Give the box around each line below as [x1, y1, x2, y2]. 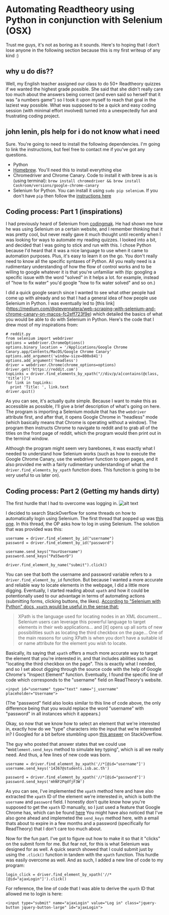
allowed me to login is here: [6, 891, 63, 897]
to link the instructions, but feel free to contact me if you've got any [6, 146, 145, 152]
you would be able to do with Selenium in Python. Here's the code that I [6, 316, 154, 323]
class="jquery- [125, 901, 157, 906]
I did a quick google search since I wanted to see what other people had [6, 290, 155, 296]
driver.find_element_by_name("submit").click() [6, 563, 108, 568]
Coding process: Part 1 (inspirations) [6, 207, 123, 216]
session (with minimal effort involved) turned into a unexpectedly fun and [6, 107, 157, 113]
